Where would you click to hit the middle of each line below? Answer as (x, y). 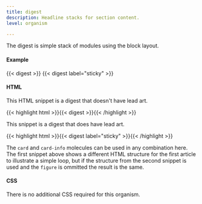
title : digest (24, 12)
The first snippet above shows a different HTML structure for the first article (101, 154)
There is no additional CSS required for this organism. (73, 194)
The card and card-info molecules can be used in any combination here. (97, 148)
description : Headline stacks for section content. (73, 18)
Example (18, 59)
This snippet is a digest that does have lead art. (66, 124)
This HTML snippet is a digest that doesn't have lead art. (77, 100)
